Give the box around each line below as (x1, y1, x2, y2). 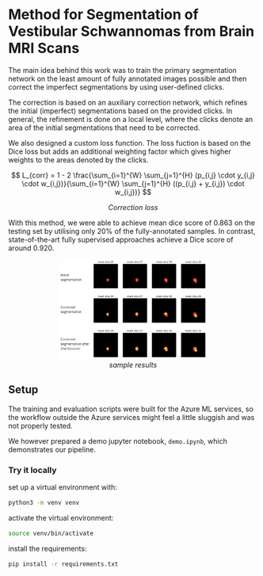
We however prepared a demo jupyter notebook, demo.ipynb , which (8, 436, 227, 445)
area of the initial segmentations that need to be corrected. (8, 123, 200, 132)
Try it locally (8, 464, 57, 475)
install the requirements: (8, 544, 87, 553)
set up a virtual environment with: (8, 483, 117, 492)
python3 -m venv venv (8, 499, 80, 507)
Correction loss (108, 202, 158, 212)
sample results (109, 360, 158, 369)
